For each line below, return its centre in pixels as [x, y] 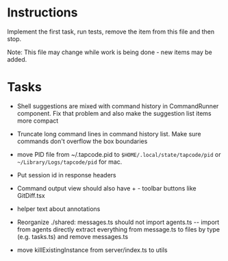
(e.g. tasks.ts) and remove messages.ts [73, 236]
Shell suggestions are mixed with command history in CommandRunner [118, 106]
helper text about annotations [59, 209]
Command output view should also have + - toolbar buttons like [106, 188]
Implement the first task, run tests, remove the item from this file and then [111, 32]
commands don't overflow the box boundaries [82, 141]
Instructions [42, 13]
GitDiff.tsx [31, 195]
